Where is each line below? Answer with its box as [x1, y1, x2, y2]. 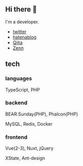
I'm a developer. [5, 18, 39, 25]
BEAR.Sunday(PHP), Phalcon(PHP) [5, 111, 78, 117]
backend [5, 99, 27, 106]
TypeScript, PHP [5, 86, 40, 92]
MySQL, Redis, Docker [5, 121, 52, 127]
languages [5, 75, 32, 82]
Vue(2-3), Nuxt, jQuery [5, 145, 53, 151]
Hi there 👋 [5, 5, 37, 14]
